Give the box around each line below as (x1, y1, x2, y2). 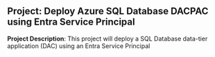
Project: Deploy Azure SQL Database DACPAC (7, 5, 209, 17)
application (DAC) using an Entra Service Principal (7, 41, 150, 50)
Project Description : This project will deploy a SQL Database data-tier (7, 34, 208, 43)
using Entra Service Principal (7, 16, 135, 28)
